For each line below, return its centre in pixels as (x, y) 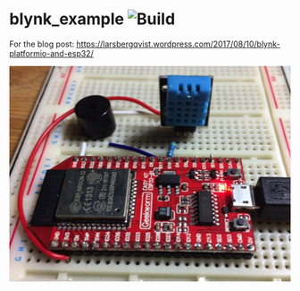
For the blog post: (42, 44)
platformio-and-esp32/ (51, 53)
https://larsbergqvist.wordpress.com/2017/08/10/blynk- (178, 44)
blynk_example (67, 19)
